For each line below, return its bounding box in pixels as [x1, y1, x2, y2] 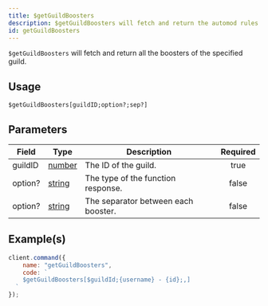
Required [220, 147, 256, 157]
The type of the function [85, 173, 176, 183]
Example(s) [8, 233, 66, 246]
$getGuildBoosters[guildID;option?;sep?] [8, 101, 148, 109]
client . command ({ [8, 253, 66, 261]
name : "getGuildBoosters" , [22, 261, 112, 269]
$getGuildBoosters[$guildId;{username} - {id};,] [22, 276, 191, 284]
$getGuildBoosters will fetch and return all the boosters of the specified [8, 49, 243, 58]
